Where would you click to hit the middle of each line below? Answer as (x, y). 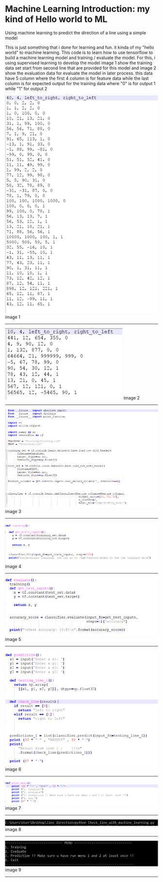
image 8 (13, 829)
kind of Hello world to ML (56, 19)
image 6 (13, 769)
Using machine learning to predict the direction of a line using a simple (76, 33)
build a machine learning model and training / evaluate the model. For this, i (80, 57)
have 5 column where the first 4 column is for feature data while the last (77, 78)
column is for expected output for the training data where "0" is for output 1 (80, 83)
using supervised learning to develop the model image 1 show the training (79, 63)
